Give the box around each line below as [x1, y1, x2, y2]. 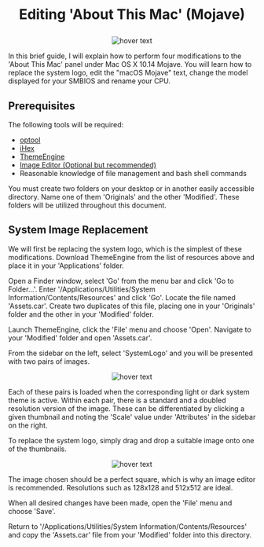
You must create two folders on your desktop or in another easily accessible [8, 184, 255, 193]
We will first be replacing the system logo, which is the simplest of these [8, 244, 242, 253]
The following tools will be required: [8, 120, 124, 129]
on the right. [8, 420, 48, 430]
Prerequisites [8, 99, 75, 112]
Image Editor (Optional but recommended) [19, 160, 157, 170]
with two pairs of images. [8, 356, 90, 366]
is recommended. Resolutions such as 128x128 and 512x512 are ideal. [8, 483, 233, 492]
